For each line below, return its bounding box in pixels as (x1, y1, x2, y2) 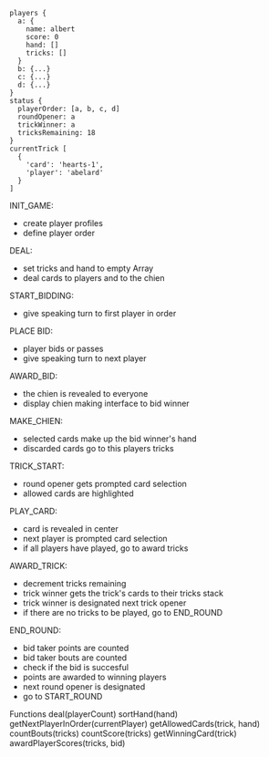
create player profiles (22, 218, 103, 228)
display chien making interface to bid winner (22, 398, 190, 409)
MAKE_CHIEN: (9, 416, 64, 426)
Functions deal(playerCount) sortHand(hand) (9, 709, 179, 720)
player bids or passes (22, 343, 104, 354)
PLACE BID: (9, 326, 53, 337)
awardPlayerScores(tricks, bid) (9, 738, 126, 748)
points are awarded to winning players (22, 671, 167, 682)
